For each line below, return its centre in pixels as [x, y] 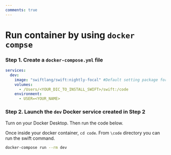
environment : [28, 94]
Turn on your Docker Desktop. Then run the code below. [64, 123]
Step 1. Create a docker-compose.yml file [54, 60]
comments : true [21, 10]
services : [16, 71]
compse [19, 45]
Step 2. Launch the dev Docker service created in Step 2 [75, 112]
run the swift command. [30, 138]
